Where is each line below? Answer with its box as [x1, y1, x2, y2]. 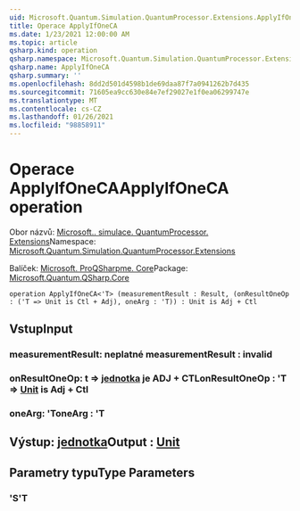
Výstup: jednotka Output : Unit [9, 434, 180, 450]
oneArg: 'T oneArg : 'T [9, 408, 105, 420]
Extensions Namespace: [9, 235, 96, 246]
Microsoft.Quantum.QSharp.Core [9, 272, 129, 283]
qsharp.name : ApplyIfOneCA [9, 63, 110, 72]
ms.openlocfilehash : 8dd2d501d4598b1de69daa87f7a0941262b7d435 [9, 79, 250, 88]
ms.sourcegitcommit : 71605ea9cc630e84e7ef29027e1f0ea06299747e [9, 87, 250, 96]
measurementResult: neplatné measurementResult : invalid [9, 349, 272, 361]
